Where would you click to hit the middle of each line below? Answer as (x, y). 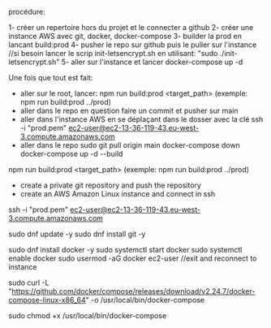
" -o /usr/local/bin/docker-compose (145, 300)
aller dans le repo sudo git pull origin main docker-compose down (130, 145)
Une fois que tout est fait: (51, 78)
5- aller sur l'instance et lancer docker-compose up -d (152, 62)
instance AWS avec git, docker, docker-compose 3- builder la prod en (125, 36)
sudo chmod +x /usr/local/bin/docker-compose (88, 315)
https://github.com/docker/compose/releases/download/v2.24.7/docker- (133, 291)
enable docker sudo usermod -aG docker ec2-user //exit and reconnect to (133, 258)
